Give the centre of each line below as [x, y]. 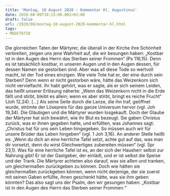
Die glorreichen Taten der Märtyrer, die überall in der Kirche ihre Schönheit [83, 48]
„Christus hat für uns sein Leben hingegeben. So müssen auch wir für [78, 129]
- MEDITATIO [18, 33]
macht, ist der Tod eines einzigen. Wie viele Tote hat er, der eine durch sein [84, 75]
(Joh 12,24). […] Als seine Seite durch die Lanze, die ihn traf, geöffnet [78, 102]
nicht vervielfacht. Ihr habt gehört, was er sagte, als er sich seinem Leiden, [83, 86]
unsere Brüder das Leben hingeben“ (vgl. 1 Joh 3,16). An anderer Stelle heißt [85, 134]
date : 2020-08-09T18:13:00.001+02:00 [45, 15]
